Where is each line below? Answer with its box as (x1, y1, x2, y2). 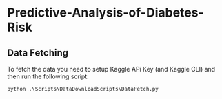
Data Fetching (7, 47, 69, 58)
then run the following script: (7, 72, 90, 80)
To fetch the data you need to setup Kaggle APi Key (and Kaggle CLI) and (7, 65, 216, 73)
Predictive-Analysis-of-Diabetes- (7, 5, 205, 21)
